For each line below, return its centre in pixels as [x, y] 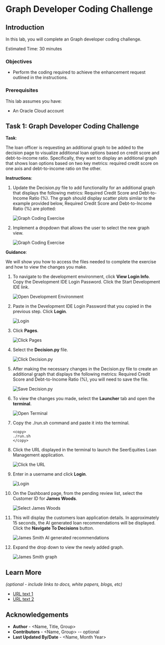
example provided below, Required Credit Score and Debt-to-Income [82, 203]
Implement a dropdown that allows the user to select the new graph [81, 228]
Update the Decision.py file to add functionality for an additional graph [84, 188]
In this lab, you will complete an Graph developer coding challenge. [74, 39]
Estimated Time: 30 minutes [34, 49]
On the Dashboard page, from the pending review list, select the [78, 493]
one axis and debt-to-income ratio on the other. [54, 168]
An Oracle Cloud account [38, 111]
